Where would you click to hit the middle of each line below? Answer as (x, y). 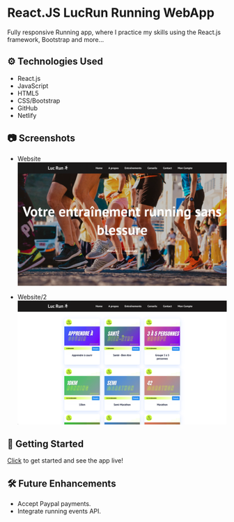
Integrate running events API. (59, 512)
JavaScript (33, 86)
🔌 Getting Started (46, 443)
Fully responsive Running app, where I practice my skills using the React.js (114, 32)
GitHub (28, 108)
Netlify (27, 115)
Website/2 (32, 297)
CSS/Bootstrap (39, 100)
